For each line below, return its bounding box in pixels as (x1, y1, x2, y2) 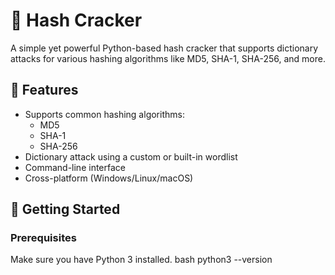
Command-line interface (24, 161, 126, 173)
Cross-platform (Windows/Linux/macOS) (24, 172, 194, 184)
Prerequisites (10, 231, 77, 245)
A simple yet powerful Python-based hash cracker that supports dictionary (10, 42, 319, 54)
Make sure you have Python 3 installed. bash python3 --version (10, 254, 273, 266)
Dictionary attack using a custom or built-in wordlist (24, 150, 238, 163)
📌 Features (10, 82, 79, 99)
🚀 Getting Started (10, 201, 121, 218)
